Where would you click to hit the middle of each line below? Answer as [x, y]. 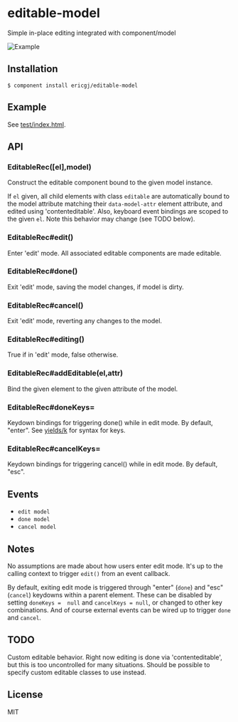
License [25, 695]
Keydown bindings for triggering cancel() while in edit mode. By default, [113, 464]
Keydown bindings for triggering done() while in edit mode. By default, [110, 423]
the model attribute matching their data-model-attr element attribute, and [115, 204]
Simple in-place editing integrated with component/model [92, 33]
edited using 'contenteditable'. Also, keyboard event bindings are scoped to [118, 211]
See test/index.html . [37, 124]
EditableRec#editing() [46, 340]
